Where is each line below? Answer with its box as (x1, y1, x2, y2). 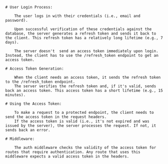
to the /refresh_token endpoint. (5, 79, 75, 84)
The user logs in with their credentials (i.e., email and (14, 14, 141, 19)
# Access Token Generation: (5, 66, 64, 71)
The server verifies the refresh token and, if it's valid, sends (14, 84, 156, 89)
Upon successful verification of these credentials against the (14, 27, 152, 32)
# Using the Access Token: (5, 101, 62, 106)
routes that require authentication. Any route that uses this (5, 149, 141, 154)
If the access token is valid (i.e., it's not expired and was (14, 119, 150, 124)
